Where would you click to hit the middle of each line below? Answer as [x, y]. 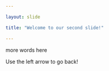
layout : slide [23, 17]
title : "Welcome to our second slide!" [55, 27]
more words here [26, 50]
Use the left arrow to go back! [42, 61]
